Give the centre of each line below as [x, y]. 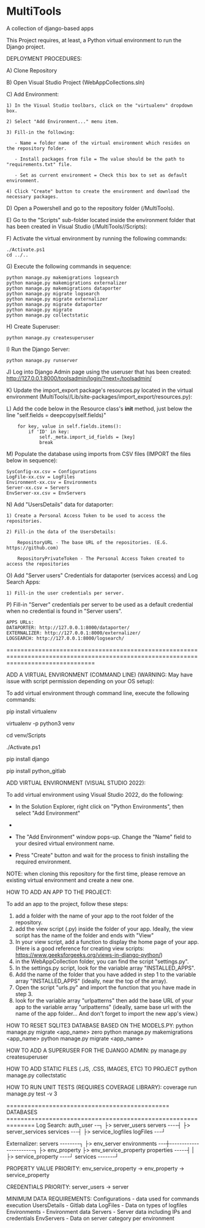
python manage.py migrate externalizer [57, 299]
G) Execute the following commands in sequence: [69, 266]
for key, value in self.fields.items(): [69, 426]
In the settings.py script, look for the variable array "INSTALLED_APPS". [105, 968]
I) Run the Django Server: [38, 349]
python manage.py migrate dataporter [54, 304]
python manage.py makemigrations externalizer [67, 283]
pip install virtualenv [32, 711]
